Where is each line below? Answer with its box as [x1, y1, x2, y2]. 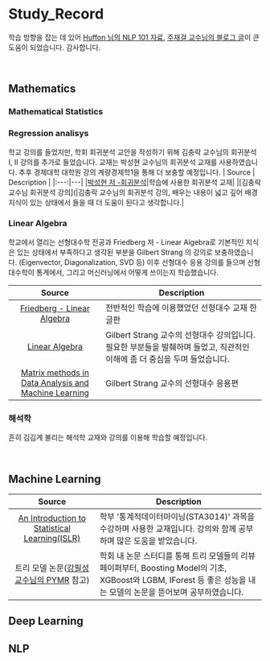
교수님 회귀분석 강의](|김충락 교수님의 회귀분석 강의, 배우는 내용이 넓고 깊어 [8, 187, 243, 197]
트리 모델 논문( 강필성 [14, 562, 90, 573]
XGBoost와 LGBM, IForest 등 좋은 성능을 [99, 574, 247, 585]
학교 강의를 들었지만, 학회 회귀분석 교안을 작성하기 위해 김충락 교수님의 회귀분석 [8, 147, 257, 157]
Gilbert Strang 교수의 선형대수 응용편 [105, 378, 239, 389]
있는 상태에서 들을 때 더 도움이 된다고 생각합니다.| [29, 197, 185, 207]
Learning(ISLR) [23, 532, 81, 543]
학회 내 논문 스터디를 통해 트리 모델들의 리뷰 [99, 550, 256, 561]
